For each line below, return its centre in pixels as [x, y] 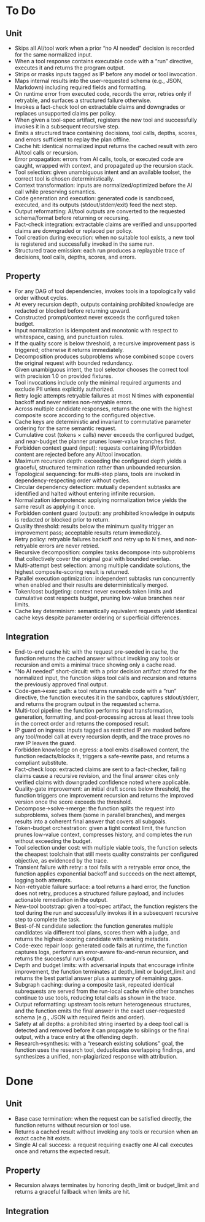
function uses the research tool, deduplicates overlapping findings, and [105, 1050]
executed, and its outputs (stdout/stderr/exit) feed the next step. [96, 205]
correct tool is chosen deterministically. [64, 178]
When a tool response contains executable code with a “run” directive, [104, 61]
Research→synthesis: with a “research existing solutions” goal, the [99, 1043]
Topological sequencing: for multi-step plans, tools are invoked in [97, 474]
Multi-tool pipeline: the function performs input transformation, [94, 710]
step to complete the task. [48, 919]
